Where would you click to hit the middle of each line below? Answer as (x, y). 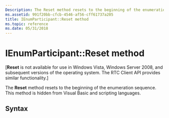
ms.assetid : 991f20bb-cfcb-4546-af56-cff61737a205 (59, 15)
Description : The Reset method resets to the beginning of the (73, 10)
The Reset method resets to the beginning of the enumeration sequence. (81, 88)
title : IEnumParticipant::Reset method (47, 19)
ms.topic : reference (27, 24)
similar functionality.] (27, 78)
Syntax (17, 109)
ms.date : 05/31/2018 (27, 29)
